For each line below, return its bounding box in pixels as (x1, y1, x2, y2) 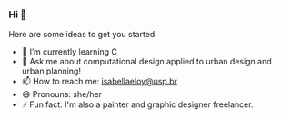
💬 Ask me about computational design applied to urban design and (21, 56, 272, 67)
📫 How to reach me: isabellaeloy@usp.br (21, 76, 178, 87)
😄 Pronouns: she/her (21, 89, 102, 100)
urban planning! (21, 65, 81, 76)
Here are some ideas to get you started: (8, 29, 158, 40)
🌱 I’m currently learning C (21, 46, 118, 57)
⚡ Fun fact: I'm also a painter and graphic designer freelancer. (21, 99, 254, 110)
